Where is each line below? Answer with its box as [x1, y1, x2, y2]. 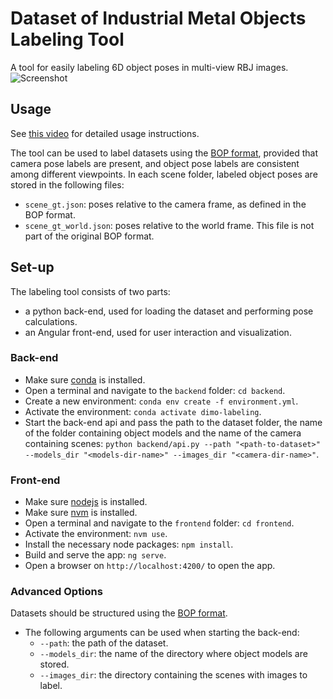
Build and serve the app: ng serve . [24, 549, 167, 561]
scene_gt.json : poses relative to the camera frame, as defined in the [24, 198, 307, 210]
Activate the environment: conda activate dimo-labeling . [24, 405, 262, 417]
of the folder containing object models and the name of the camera [24, 427, 302, 439]
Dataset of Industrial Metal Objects [10, 7, 307, 30]
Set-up [10, 259, 55, 276]
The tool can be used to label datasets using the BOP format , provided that [10, 147, 318, 159]
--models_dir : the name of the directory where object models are [39, 648, 308, 660]
